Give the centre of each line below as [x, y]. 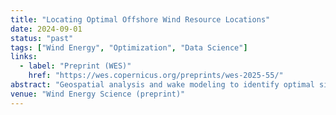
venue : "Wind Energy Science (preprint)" [98, 94]
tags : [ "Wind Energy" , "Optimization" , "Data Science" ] [129, 47]
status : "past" [42, 38]
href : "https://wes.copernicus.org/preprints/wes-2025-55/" [156, 76]
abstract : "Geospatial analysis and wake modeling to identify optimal [162, 85]
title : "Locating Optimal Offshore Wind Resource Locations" [140, 19]
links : [24, 57]
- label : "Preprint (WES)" [75, 66]
